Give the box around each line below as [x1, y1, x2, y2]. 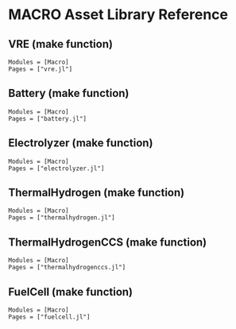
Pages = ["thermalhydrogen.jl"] [8, 214, 115, 222]
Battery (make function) [8, 87, 130, 100]
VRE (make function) [8, 37, 114, 51]
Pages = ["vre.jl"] [8, 65, 73, 73]
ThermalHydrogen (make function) [8, 186, 185, 199]
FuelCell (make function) [8, 284, 133, 299]
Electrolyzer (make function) [8, 137, 153, 150]
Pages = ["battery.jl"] [8, 114, 87, 122]
